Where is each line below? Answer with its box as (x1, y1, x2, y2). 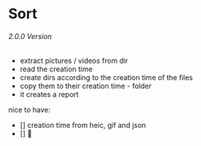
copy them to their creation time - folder (19, 81, 152, 91)
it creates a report (19, 90, 79, 99)
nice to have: (8, 105, 51, 115)
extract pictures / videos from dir (19, 56, 128, 66)
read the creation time (19, 64, 93, 74)
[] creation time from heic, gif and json (19, 121, 146, 130)
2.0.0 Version (8, 31, 52, 40)
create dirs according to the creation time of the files (19, 73, 193, 83)
